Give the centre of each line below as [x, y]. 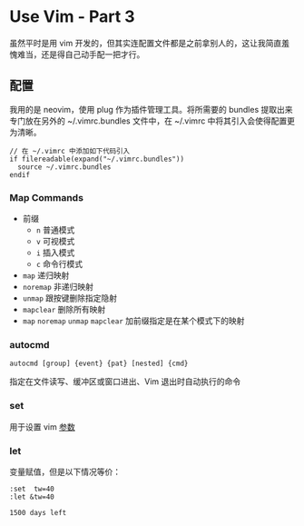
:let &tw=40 [32, 497]
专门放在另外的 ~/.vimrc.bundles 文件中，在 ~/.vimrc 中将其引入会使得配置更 [152, 121]
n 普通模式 [55, 230]
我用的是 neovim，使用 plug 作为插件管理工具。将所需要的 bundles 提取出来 [151, 109]
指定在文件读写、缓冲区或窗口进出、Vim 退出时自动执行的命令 [125, 382]
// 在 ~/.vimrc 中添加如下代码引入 [69, 151]
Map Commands [47, 197]
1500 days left [38, 512]
